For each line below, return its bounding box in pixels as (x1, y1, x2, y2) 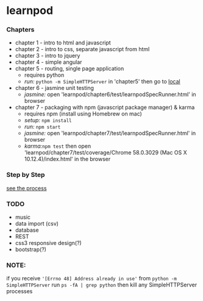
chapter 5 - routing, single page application (15, 65, 124, 72)
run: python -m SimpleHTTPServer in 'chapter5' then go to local (24, 78, 181, 85)
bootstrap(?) (15, 246, 47, 253)
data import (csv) (15, 220, 59, 227)
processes (6, 288, 33, 295)
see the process (6, 184, 47, 192)
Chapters (6, 26, 35, 34)
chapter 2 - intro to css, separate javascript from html (15, 46, 150, 53)
